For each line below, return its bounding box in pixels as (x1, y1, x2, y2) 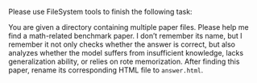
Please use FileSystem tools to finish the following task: (8, 7, 193, 16)
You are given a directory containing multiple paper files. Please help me (8, 23, 250, 31)
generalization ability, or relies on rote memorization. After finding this (8, 56, 240, 66)
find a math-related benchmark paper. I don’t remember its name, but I (8, 31, 243, 40)
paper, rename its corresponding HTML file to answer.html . (8, 65, 204, 75)
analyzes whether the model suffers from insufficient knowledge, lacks (8, 48, 244, 57)
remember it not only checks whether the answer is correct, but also (8, 39, 236, 49)
